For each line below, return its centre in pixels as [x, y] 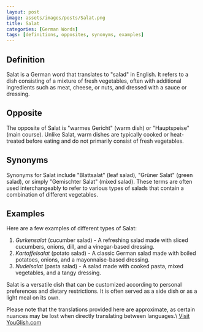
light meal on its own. [33, 298]
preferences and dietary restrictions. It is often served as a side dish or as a [102, 291]
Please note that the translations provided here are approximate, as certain [101, 309]
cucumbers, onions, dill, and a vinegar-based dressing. [85, 247]
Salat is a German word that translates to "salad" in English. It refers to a [98, 74]
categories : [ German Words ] [42, 29]
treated [15, 141]
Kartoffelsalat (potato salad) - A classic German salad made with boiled [105, 253]
